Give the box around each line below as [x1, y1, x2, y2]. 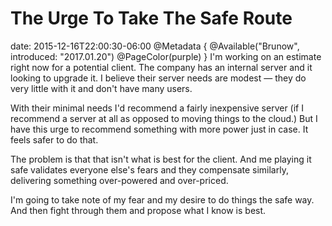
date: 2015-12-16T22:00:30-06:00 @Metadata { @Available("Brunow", [10, 40, 300, 52]
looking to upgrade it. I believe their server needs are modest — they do [10, 72, 307, 84]
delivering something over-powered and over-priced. [10, 174, 229, 186]
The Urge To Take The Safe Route [10, 7, 293, 30]
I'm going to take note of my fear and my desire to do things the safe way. [10, 193, 315, 206]
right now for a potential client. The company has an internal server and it [10, 61, 313, 73]
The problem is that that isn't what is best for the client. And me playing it [10, 153, 312, 165]
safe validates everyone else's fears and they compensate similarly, [10, 163, 289, 176]
